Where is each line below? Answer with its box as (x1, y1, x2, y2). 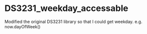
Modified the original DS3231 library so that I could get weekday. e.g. (4, 19, 143, 24)
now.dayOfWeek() (4, 23, 41, 29)
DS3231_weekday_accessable (4, 3, 129, 14)
